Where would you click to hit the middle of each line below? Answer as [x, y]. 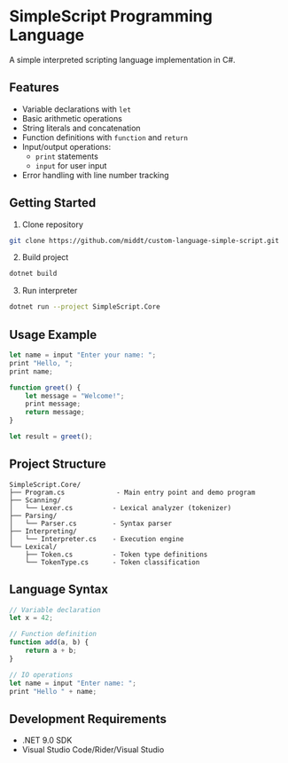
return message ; [55, 413]
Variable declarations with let [76, 109]
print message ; [53, 404]
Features [34, 87]
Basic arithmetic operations [72, 118]
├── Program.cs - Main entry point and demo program [132, 492]
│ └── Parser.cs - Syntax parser [91, 523]
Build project [45, 257]
